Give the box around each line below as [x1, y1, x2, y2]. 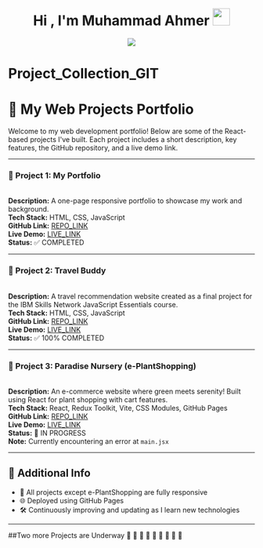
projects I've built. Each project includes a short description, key [30, 135, 237, 144]
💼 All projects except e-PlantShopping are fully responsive [19, 487, 208, 497]
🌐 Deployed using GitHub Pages [19, 495, 124, 505]
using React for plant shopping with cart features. [8, 394, 168, 404]
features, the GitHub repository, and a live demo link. [8, 143, 178, 153]
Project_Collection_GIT [8, 65, 159, 82]
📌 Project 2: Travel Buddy [8, 265, 106, 276]
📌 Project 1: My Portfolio [8, 169, 101, 180]
